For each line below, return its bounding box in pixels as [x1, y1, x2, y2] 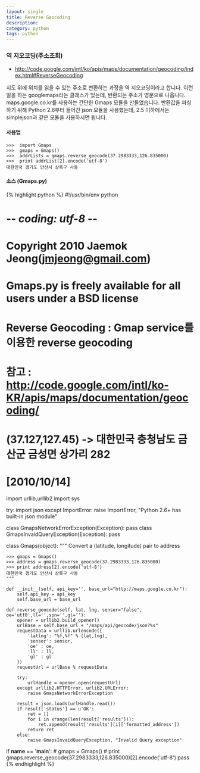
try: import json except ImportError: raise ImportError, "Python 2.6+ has [6, 506, 182, 513]
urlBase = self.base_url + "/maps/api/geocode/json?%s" [17, 622, 159, 628]
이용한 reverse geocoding [6, 336, 133, 349]
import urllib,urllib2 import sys [6, 495, 80, 502]
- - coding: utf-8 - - [6, 212, 98, 226]
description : [6, 20, 39, 26]
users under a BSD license [6, 292, 139, 306]
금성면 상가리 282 [27, 447, 111, 461]
